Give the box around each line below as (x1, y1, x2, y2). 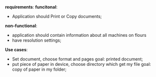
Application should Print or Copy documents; (12, 14, 102, 19)
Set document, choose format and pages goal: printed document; (12, 56, 143, 62)
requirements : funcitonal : (5, 4, 58, 10)
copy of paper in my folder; (12, 66, 67, 72)
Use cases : (5, 47, 28, 52)
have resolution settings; (12, 37, 62, 43)
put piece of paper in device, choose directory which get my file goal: (12, 62, 151, 67)
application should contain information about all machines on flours (12, 32, 147, 38)
